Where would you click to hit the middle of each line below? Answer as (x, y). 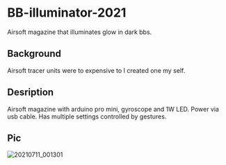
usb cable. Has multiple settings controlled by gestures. (87, 116)
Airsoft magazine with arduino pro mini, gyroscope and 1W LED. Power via (113, 109)
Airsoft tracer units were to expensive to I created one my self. (96, 70)
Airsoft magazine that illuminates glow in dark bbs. (80, 32)
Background (34, 54)
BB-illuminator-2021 (67, 13)
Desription (31, 93)
